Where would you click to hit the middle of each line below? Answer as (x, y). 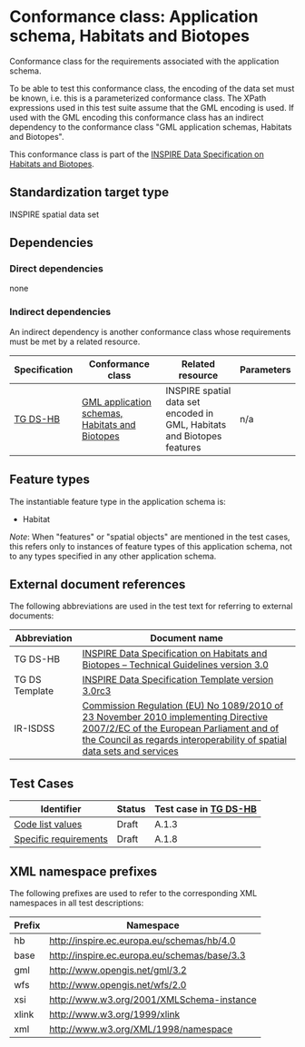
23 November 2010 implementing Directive (175, 717)
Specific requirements (61, 839)
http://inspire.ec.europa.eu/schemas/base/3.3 (148, 955)
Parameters (266, 370)
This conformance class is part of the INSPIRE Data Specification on (137, 154)
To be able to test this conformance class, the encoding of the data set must (152, 88)
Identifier (61, 809)
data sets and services (130, 751)
